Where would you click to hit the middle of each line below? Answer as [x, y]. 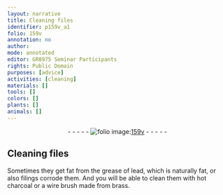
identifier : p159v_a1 [39, 27]
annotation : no [29, 40]
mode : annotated [31, 53]
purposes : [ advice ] [36, 72]
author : [19, 46]
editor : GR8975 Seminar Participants [62, 60]
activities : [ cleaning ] [42, 79]
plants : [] [23, 105]
